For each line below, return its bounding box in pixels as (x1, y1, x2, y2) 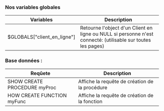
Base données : (5, 57, 42, 64)
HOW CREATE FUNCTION (7, 92, 67, 98)
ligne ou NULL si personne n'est (80, 31, 154, 37)
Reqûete (30, 70, 51, 77)
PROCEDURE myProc (7, 84, 57, 91)
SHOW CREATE (7, 78, 43, 85)
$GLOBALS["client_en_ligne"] (7, 33, 76, 40)
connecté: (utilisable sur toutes (80, 37, 151, 44)
